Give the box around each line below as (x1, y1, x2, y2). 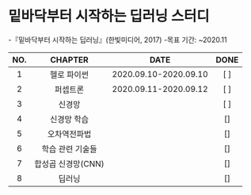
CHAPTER (50, 54, 89, 65)
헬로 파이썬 (50, 69, 89, 80)
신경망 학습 (50, 113, 89, 124)
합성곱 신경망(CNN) (34, 158, 105, 169)
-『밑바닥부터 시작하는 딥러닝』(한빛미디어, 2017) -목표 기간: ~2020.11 (8, 35, 227, 44)
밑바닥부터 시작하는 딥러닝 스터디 (8, 7, 210, 25)
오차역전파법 (47, 128, 92, 140)
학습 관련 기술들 (41, 143, 97, 155)
